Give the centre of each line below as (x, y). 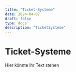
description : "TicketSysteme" (36, 28)
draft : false (18, 18)
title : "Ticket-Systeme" (30, 9)
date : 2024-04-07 (23, 14)
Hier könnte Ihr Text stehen (32, 65)
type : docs (16, 23)
